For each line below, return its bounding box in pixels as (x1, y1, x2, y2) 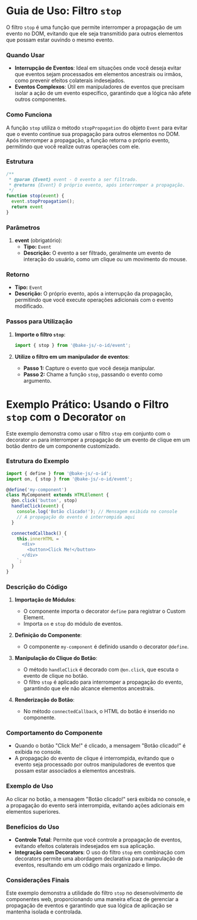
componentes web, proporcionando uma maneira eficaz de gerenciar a (6, 896, 179, 903)
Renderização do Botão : (14, 696, 75, 703)
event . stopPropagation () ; (11, 199, 75, 204)
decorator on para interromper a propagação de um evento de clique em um (6, 436, 190, 443)
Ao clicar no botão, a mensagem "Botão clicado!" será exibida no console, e (6, 795, 191, 802)
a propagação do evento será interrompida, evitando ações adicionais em (6, 802, 185, 809)
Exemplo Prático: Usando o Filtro (6, 398, 169, 411)
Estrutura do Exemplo (6, 457, 69, 465)
